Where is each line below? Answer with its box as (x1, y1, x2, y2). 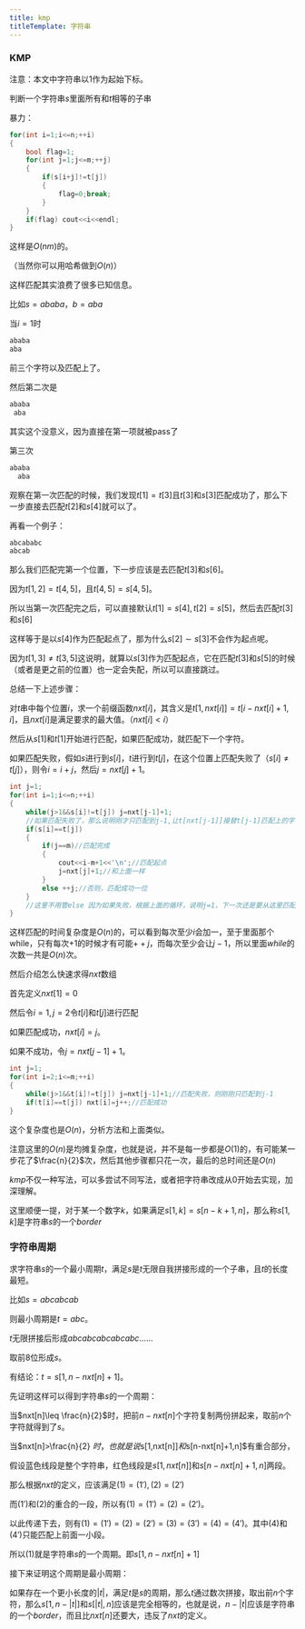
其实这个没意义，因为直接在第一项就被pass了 (9, 425, 179, 436)
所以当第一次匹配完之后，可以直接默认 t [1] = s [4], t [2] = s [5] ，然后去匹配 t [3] (9, 603, 293, 614)
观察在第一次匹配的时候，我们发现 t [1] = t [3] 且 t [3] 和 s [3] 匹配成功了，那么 (9, 489, 280, 500)
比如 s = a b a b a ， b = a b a (9, 299, 103, 310)
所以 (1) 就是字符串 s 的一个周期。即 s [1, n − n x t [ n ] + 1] (9, 1548, 200, 1559)
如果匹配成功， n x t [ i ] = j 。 (9, 1026, 106, 1037)
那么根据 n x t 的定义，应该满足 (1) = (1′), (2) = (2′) (9, 1479, 184, 1490)
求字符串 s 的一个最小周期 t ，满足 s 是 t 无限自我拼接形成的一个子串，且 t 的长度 (9, 1263, 289, 1274)
